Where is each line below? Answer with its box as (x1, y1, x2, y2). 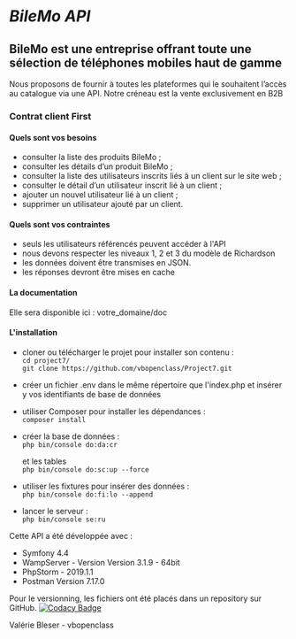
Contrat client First (9, 110, 92, 122)
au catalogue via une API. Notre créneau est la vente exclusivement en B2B (9, 89, 284, 98)
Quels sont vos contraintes (9, 219, 110, 229)
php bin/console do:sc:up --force (21, 465, 149, 474)
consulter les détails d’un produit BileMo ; (21, 161, 173, 172)
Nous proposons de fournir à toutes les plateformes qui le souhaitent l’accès (9, 79, 287, 89)
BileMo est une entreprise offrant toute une (9, 42, 252, 57)
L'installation (9, 327, 58, 338)
